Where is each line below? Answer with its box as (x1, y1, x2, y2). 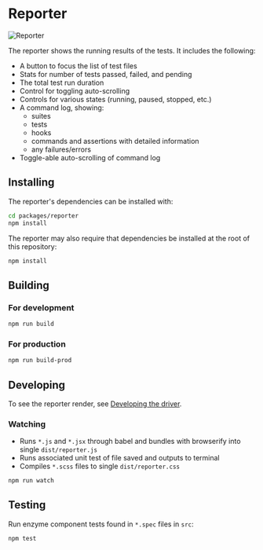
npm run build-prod (8, 357, 72, 365)
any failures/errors (31, 145, 92, 154)
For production (8, 339, 67, 350)
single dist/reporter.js (19, 445, 98, 454)
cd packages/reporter (8, 211, 79, 220)
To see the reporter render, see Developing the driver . (8, 398, 182, 409)
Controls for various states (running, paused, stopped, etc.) (19, 94, 212, 104)
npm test (8, 534, 37, 542)
